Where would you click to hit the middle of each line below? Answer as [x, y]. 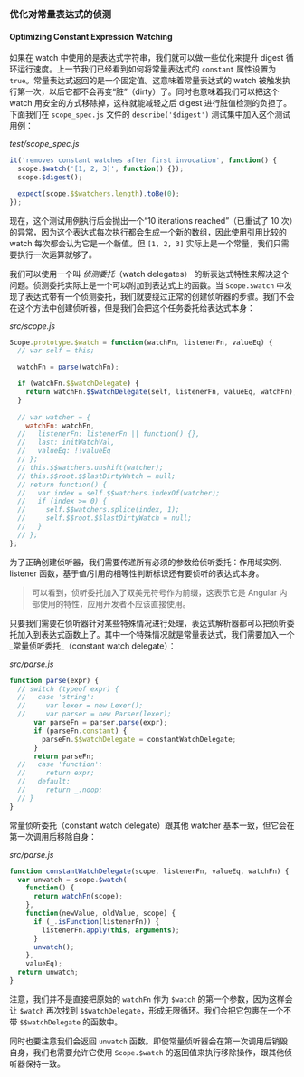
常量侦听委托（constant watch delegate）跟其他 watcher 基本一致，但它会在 [152, 825]
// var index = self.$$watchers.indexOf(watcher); [119, 493]
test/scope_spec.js [44, 144]
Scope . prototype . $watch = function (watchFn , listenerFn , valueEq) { [141, 342]
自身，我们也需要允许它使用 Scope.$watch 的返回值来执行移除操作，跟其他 [147, 1052]
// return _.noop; [60, 790]
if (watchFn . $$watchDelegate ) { [79, 384]
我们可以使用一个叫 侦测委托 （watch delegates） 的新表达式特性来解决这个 [149, 274]
